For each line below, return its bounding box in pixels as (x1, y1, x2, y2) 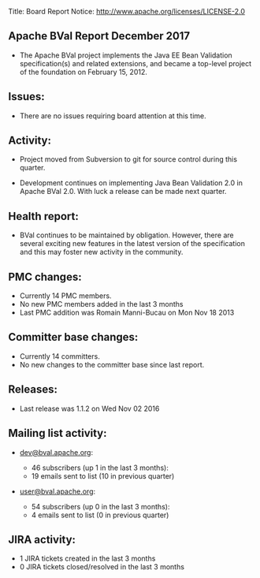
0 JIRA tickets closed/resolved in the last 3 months (19, 562, 185, 572)
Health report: (8, 209, 79, 223)
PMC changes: (8, 270, 82, 283)
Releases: (8, 382, 58, 397)
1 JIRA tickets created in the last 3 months (19, 554, 156, 563)
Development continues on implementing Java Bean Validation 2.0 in (19, 178, 243, 188)
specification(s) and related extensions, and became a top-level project (19, 58, 252, 68)
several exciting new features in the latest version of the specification (19, 239, 246, 248)
